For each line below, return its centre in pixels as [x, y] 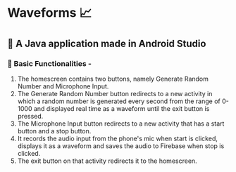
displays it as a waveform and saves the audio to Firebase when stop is [121, 146]
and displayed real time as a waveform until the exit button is [122, 108]
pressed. [30, 116]
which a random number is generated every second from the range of [119, 101]
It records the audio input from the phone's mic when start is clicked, [118, 138]
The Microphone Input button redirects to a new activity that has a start [121, 124]
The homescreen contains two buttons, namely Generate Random [113, 79]
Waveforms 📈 [50, 13]
